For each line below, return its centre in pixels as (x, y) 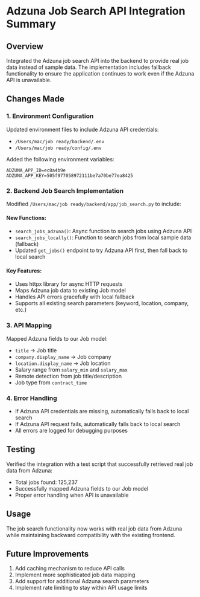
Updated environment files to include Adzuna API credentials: (83, 129)
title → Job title (36, 350)
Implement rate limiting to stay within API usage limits (81, 588)
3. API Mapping (29, 326)
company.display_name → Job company (63, 357)
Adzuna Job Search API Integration (96, 11)
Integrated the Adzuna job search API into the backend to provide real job (97, 61)
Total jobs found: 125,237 (46, 482)
